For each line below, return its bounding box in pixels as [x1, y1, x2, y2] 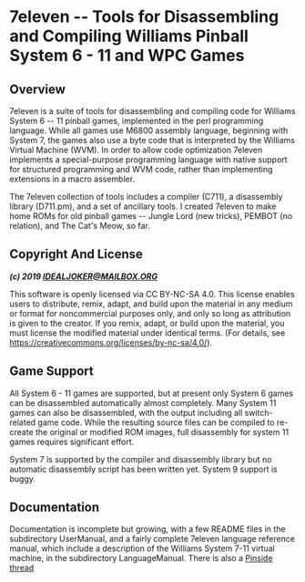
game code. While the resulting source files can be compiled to [37, 417, 275, 428]
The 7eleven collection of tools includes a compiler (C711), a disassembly [9, 192, 283, 202]
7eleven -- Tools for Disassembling [9, 6, 280, 27]
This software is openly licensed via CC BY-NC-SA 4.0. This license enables [9, 288, 295, 299]
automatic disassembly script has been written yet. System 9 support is [9, 463, 278, 474]
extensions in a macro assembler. [9, 173, 135, 184]
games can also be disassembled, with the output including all [9, 407, 243, 418]
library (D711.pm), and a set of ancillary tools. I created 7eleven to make [9, 201, 277, 212]
